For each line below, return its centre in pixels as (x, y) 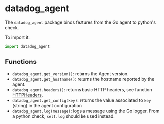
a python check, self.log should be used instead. (64, 116)
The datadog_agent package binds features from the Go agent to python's (80, 22)
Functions (21, 62)
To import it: (17, 37)
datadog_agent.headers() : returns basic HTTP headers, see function (82, 89)
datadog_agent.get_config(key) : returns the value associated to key (82, 100)
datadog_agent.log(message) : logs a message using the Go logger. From (86, 111)
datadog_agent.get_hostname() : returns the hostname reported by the (83, 79)
